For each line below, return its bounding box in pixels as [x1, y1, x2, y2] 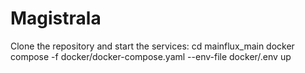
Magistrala [10, 7, 102, 30]
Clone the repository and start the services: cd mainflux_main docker [10, 40, 295, 52]
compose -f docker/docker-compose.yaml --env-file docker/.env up [10, 50, 292, 62]
